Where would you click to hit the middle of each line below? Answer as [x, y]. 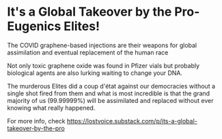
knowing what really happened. [51, 108]
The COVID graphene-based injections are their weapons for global [102, 45]
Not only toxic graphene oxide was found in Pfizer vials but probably [103, 65]
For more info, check [37, 121]
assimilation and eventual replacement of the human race [88, 52]
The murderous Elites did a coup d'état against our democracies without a [111, 86]
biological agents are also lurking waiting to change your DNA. [95, 73]
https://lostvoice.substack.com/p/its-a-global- [132, 121]
